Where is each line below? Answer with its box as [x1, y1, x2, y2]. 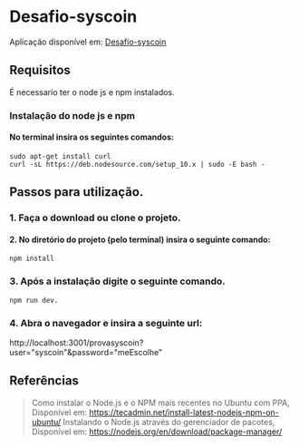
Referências [9, 373, 80, 389]
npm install [9, 254, 54, 264]
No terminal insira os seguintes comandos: [9, 131, 175, 142]
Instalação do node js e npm [9, 109, 136, 121]
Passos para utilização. [9, 184, 144, 200]
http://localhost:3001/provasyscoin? [9, 337, 144, 348]
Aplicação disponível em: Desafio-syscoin [9, 36, 167, 47]
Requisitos [9, 63, 71, 78]
